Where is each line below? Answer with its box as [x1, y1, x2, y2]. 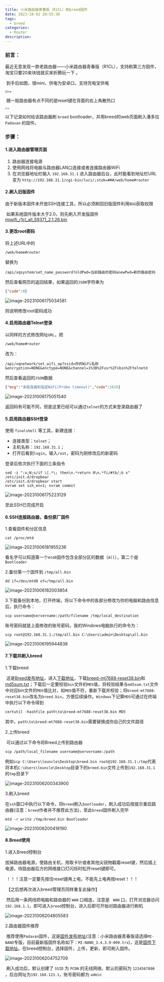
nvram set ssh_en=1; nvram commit [5, 483, 76, 488]
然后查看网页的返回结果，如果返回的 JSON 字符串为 [5, 279, 104, 285]
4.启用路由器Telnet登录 [5, 320, 53, 326]
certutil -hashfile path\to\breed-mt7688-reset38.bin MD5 [5, 709, 126, 714]
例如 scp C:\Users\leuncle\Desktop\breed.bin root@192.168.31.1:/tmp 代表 [5, 758, 156, 764]
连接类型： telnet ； [12, 438, 51, 444]
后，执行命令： [5, 603, 35, 610]
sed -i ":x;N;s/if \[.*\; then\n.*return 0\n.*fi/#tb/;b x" [5, 471, 131, 476]
